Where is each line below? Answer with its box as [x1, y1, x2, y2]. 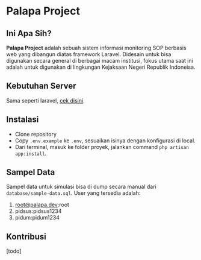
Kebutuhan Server [6, 81, 76, 91]
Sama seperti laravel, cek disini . [6, 97, 85, 104]
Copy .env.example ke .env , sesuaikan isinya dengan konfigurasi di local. [14, 137, 196, 144]
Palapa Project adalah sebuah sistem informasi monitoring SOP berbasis [6, 44, 187, 51]
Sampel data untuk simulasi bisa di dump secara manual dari [6, 183, 156, 191]
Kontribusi [6, 231, 47, 242]
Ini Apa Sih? [6, 28, 52, 39]
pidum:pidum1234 [14, 214, 60, 221]
